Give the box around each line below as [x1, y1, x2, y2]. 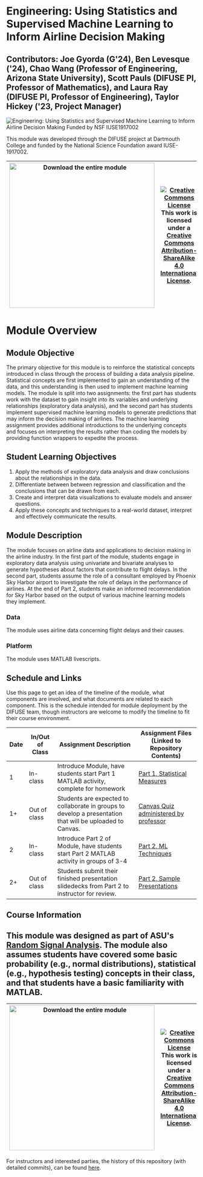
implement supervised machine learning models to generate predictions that [6, 409, 196, 416]
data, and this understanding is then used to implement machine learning [6, 383, 188, 390]
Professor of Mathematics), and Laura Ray [6, 82, 169, 92]
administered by [138, 810, 184, 818]
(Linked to [151, 737, 181, 745]
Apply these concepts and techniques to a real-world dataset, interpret [14, 506, 192, 514]
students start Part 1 [57, 769, 116, 778]
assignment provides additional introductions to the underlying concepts [6, 422, 187, 428]
